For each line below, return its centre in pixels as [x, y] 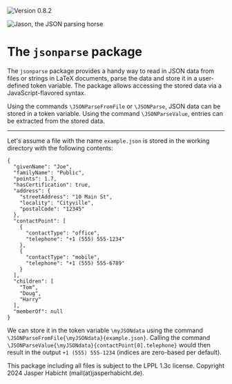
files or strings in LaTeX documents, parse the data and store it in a [102, 78]
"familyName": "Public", [49, 172]
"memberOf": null [38, 311]
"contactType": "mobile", [62, 257]
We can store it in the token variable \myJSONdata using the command [105, 330]
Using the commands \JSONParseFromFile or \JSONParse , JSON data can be [114, 106]
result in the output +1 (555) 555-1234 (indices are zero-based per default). [115, 352]
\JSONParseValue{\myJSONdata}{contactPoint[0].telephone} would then [109, 345]
